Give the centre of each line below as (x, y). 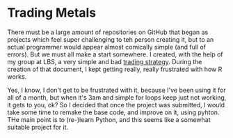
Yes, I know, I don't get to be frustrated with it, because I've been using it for (116, 90)
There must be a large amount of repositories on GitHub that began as (108, 32)
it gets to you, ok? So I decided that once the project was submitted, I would (116, 105)
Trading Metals (52, 13)
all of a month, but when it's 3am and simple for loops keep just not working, (117, 97)
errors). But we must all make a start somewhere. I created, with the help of (115, 54)
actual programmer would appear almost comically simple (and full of (107, 47)
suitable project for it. (38, 127)
